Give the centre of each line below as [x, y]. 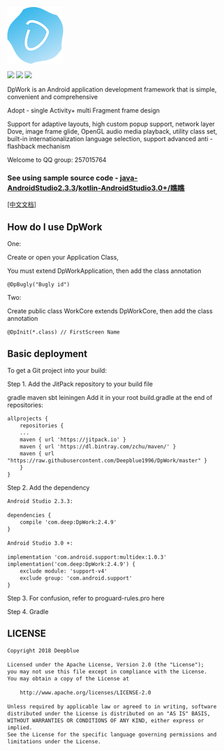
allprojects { [28, 419]
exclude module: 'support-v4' [64, 571]
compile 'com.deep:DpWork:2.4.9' [68, 522]
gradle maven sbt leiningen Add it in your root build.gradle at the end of [110, 397]
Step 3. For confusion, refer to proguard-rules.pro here [86, 598]
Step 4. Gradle [28, 611]
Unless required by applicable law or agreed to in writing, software [112, 706]
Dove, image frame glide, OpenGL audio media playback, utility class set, [112, 131]
